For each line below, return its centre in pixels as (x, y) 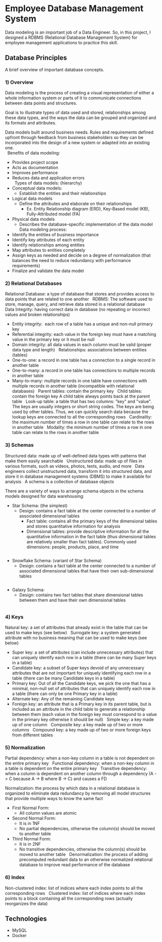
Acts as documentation (35, 168)
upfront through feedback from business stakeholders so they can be (74, 138)
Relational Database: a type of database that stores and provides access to (80, 294)
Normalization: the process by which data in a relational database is (73, 788)
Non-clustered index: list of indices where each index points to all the (74, 888)
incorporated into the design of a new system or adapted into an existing (77, 143)
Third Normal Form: (31, 839)
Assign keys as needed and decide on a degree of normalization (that (81, 255)
